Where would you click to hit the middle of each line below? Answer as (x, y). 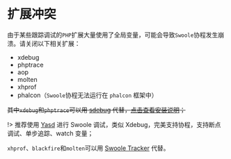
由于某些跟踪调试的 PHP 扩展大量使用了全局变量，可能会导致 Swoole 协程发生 (113, 35)
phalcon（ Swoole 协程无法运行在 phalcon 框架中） (87, 95)
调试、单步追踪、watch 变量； (50, 133)
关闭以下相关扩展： (53, 43)
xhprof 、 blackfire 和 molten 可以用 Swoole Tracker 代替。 (88, 148)
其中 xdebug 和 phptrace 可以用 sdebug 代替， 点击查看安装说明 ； (96, 110)
